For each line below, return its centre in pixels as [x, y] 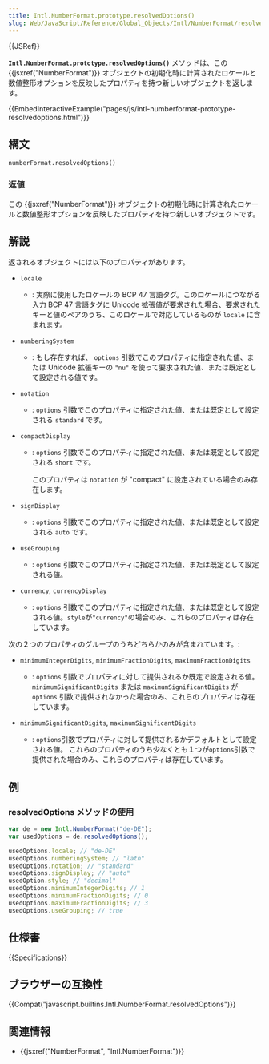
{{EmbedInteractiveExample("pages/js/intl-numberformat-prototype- [122, 108]
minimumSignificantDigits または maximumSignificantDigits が [135, 687]
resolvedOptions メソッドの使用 [71, 812]
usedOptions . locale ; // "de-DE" [62, 851]
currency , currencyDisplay [63, 590]
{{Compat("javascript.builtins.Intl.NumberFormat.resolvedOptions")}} [122, 1004]
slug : [17, 23]
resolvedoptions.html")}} [49, 117]
